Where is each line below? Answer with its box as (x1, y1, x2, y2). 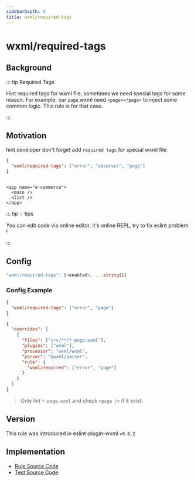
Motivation (6, 131, 47, 141)
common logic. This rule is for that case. (6, 102, 104, 109)
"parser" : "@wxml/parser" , (21, 353, 88, 359)
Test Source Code (14, 469, 59, 476)
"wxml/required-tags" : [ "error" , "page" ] (11, 305, 114, 310)
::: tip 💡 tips (6, 210, 34, 217)
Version (6, 414, 35, 424)
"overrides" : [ (11, 326, 49, 332)
